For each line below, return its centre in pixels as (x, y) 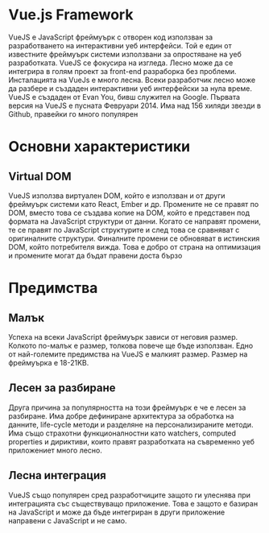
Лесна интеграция (57, 475)
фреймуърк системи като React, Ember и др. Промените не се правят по (134, 204)
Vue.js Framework (71, 15)
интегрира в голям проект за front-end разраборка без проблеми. (122, 71)
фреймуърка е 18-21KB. (49, 362)
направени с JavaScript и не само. (68, 520)
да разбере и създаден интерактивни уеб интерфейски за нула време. (130, 88)
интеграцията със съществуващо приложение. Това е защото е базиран (133, 503)
